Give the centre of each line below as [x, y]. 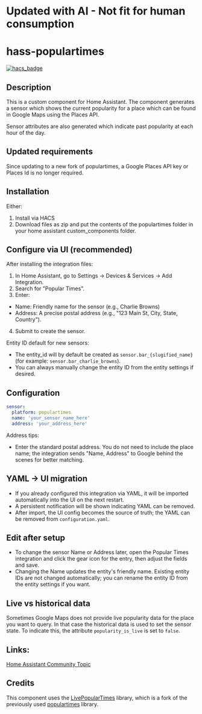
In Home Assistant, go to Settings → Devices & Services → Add [93, 276]
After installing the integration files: [50, 264]
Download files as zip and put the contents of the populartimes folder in [104, 224]
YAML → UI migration [47, 479]
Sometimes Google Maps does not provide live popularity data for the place [100, 618]
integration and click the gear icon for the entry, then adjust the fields [101, 559]
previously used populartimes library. [52, 704]
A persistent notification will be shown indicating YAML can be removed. [105, 506]
